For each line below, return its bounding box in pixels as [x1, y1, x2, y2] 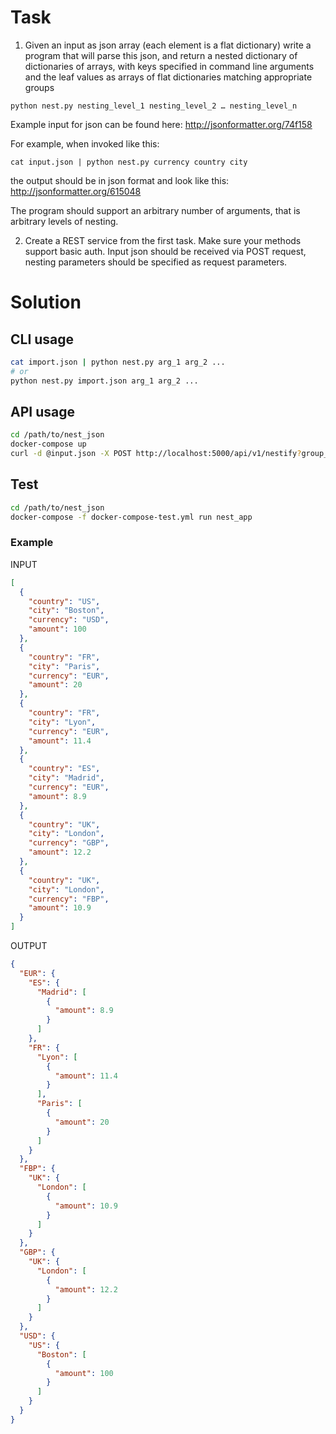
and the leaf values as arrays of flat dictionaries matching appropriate [24, 71, 313, 83]
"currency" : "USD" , [28, 615, 110, 625]
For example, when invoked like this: [10, 137, 160, 150]
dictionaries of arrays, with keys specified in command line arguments [24, 60, 315, 72]
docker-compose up [10, 439, 87, 450]
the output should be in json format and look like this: [10, 174, 230, 186]
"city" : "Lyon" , [28, 717, 97, 727]
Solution [10, 291, 82, 314]
